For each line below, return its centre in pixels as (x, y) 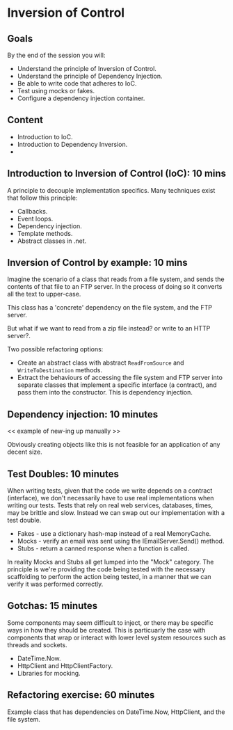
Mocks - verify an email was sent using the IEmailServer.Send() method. (121, 541)
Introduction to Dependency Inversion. (72, 144)
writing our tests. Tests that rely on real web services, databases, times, (110, 505)
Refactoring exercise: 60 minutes (81, 695)
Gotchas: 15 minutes (53, 606)
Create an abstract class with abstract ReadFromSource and (101, 363)
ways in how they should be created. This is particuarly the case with (106, 630)
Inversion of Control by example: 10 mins (97, 263)
